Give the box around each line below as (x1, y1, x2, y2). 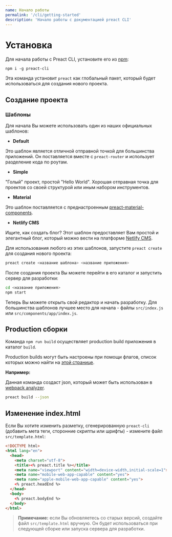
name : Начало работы (5, 7, 50, 13)
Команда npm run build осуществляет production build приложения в (5, 339, 156, 345)
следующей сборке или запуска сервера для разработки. (17, 526, 145, 532)
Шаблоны (5, 111, 31, 118)
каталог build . (5, 344, 37, 350)
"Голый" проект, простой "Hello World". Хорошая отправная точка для (5, 179, 159, 185)
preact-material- (109, 204, 144, 210)
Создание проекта (5, 96, 68, 104)
